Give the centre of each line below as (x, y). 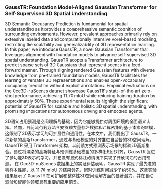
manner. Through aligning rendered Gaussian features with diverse (88, 70)
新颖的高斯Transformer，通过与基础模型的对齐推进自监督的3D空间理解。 (81, 140)
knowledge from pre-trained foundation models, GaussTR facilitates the (76, 75)
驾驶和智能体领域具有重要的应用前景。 (43, 182)
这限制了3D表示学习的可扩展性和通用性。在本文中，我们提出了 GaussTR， (79, 134)
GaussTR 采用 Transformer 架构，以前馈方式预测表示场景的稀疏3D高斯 (75, 146)
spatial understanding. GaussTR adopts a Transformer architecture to (74, 60)
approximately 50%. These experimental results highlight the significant (77, 101)
